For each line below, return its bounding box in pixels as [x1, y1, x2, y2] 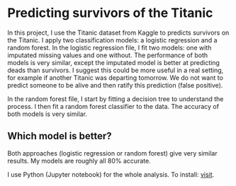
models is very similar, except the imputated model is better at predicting [7, 58, 220, 66]
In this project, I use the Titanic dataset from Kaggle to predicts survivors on [7, 28, 230, 37]
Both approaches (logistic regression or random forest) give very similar [7, 149, 218, 157]
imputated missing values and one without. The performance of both [7, 51, 208, 59]
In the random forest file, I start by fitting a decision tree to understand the [7, 94, 224, 103]
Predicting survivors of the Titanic [7, 5, 213, 21]
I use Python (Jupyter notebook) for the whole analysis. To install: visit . [7, 170, 215, 178]
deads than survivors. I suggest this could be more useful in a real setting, [7, 66, 224, 74]
